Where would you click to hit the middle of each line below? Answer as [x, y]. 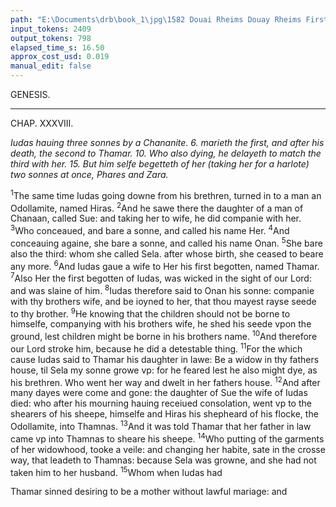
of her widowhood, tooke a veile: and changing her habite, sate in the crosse [168, 449]
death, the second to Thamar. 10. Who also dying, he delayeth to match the [166, 153]
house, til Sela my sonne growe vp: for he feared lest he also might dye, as [164, 370]
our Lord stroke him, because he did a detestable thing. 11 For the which [156, 348]
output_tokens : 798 [51, 38]
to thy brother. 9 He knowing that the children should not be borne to [150, 313]
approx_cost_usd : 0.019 [60, 57]
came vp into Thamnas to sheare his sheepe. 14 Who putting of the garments [167, 438]
